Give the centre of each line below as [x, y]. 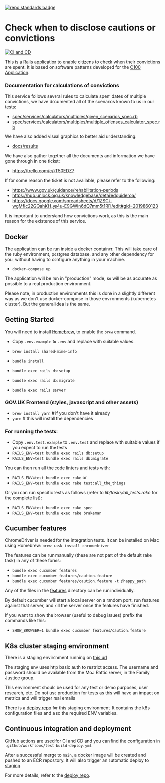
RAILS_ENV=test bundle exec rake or [50, 478]
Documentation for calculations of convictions [62, 85]
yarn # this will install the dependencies [53, 419]
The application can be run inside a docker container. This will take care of [81, 249]
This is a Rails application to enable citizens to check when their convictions [82, 62]
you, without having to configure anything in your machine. [65, 260]
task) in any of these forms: [33, 561]
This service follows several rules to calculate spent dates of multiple [76, 96]
